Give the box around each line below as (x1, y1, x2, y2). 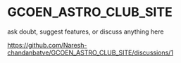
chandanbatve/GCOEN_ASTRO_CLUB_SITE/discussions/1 (7, 48, 174, 57)
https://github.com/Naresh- (7, 41, 87, 49)
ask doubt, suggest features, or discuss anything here (7, 27, 164, 36)
